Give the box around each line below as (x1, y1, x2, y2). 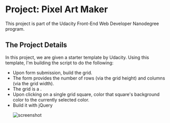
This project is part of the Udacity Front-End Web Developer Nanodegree (5, 20, 159, 27)
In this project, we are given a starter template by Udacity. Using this (5, 54, 150, 60)
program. (5, 26, 25, 32)
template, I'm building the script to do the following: (5, 60, 114, 66)
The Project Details (5, 41, 67, 50)
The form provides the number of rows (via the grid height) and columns (12, 75, 165, 81)
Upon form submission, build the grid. (12, 69, 93, 76)
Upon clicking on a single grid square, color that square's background (12, 91, 160, 97)
